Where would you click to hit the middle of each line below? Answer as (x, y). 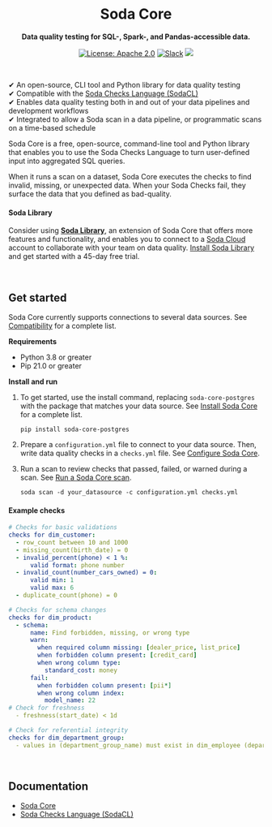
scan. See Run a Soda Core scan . (76, 477)
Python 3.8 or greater (56, 357)
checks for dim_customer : (52, 535)
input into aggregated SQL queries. (67, 161)
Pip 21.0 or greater (51, 365)
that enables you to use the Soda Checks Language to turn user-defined (129, 152)
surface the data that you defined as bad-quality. (90, 194)
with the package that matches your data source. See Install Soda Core (138, 406)
